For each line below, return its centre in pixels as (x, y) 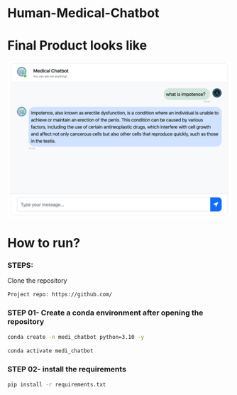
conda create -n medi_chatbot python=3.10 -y (76, 337)
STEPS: (21, 265)
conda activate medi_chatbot (50, 351)
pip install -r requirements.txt (57, 385)
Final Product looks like (77, 46)
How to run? (44, 243)
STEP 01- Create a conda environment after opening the (105, 313)
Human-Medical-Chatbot (83, 13)
